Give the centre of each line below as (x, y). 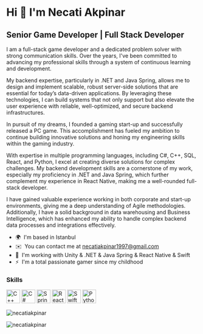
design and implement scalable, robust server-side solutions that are (92, 87)
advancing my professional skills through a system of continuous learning (98, 62)
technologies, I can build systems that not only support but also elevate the (100, 100)
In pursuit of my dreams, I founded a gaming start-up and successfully (95, 124)
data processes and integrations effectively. (61, 225)
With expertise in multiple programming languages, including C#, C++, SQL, (101, 155)
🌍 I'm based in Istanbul (45, 237)
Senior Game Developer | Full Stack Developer (95, 35)
